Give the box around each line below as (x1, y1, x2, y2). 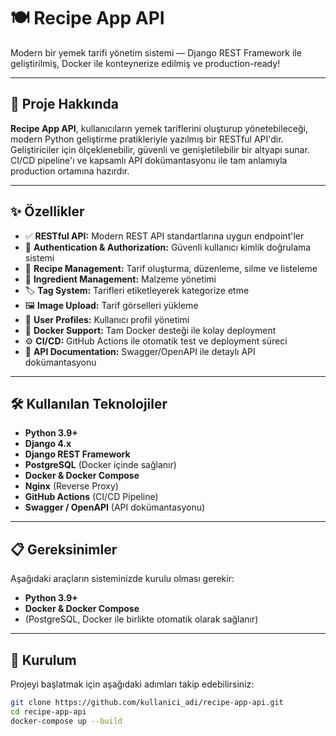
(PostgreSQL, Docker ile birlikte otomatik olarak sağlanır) (24, 613, 259, 625)
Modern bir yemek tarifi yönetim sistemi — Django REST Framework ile (10, 46, 302, 59)
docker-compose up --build (10, 716, 123, 726)
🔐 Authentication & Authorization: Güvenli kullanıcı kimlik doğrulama (24, 241, 312, 253)
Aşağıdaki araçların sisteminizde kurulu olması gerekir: (10, 573, 235, 585)
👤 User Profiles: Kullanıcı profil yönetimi (24, 313, 190, 325)
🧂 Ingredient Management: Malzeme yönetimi (24, 273, 217, 285)
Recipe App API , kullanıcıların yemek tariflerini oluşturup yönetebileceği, (10, 122, 308, 134)
